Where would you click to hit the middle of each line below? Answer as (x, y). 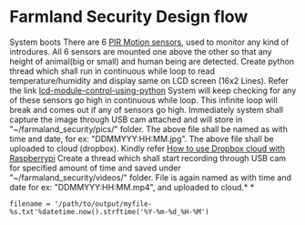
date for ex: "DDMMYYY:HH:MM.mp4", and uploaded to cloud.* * (132, 187)
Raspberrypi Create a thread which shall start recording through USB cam (148, 158)
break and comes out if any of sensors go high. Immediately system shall (147, 109)
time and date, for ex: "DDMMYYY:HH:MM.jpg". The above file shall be (142, 138)
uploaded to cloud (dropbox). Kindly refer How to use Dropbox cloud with (147, 148)
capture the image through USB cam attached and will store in (126, 119)
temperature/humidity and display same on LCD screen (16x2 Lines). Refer (149, 80)
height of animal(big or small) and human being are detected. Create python (152, 61)
